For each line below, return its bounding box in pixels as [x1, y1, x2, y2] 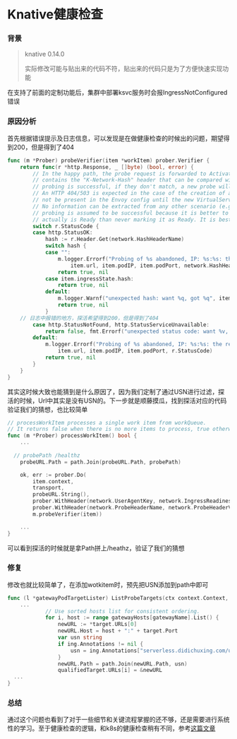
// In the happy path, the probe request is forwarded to [32, 170, 207, 177]
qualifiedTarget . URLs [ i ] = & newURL [57, 667, 162, 674]
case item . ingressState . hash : [44, 275, 134, 283]
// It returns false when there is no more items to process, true [7, 425, 210, 433]
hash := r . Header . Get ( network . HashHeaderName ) [44, 236, 185, 243]
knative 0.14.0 [24, 50, 65, 59]
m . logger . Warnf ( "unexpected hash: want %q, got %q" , [57, 295, 217, 302]
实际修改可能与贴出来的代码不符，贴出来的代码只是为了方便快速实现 [24, 64, 223, 73]
